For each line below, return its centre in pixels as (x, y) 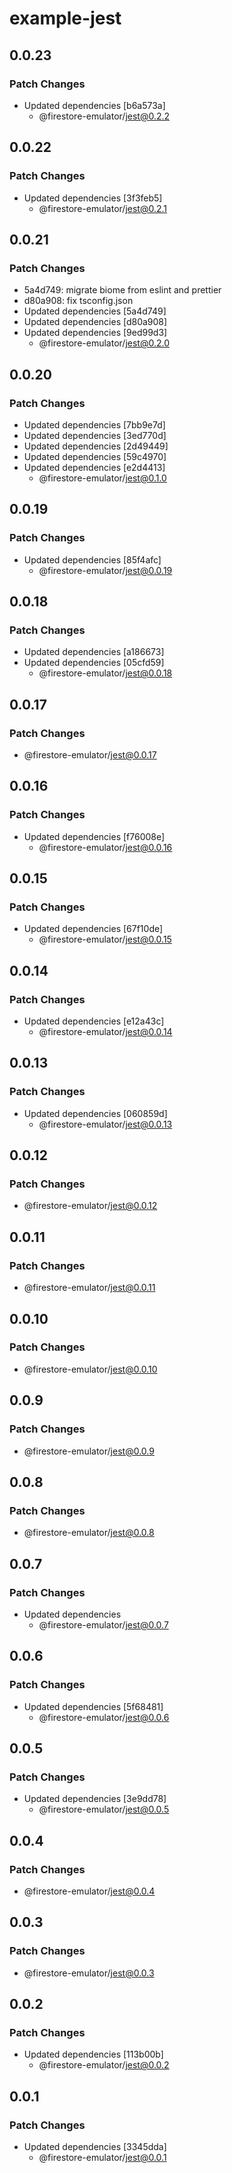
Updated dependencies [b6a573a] (94, 105)
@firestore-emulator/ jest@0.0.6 (104, 1717)
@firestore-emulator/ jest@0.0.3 (89, 1973)
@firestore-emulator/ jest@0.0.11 (89, 1288)
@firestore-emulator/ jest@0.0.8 (89, 1533)
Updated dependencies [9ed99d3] (95, 333)
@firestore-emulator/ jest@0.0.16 (105, 847)
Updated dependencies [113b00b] (93, 2054)
